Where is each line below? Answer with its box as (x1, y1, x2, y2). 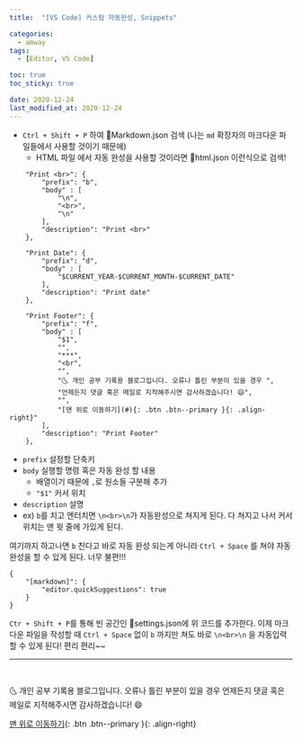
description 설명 (22, 498, 84, 509)
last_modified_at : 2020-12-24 (9, 103, 123, 112)
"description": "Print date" (41, 288, 151, 297)
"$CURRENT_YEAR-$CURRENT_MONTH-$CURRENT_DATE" (57, 271, 235, 281)
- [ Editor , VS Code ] (17, 55, 94, 64)
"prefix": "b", (41, 177, 99, 187)
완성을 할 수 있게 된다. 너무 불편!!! (9, 551, 127, 562)
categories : (9, 29, 54, 39)
